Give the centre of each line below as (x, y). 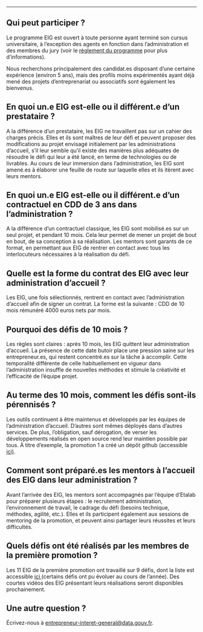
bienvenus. (20, 88)
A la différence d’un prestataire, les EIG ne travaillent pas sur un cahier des (99, 131)
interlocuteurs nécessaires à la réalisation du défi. (68, 254)
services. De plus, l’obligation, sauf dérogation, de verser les (82, 432)
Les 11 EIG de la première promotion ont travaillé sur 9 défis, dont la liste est (100, 570)
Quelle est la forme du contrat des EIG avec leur (98, 273)
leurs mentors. (24, 176)
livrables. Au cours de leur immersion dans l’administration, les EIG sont (95, 163)
